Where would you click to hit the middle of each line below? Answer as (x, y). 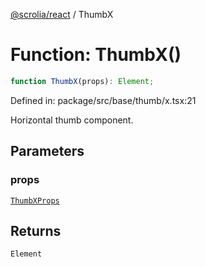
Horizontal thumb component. (72, 120)
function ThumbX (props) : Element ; (82, 81)
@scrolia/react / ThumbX (62, 14)
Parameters (47, 151)
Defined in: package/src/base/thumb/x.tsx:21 (103, 100)
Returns (36, 230)
